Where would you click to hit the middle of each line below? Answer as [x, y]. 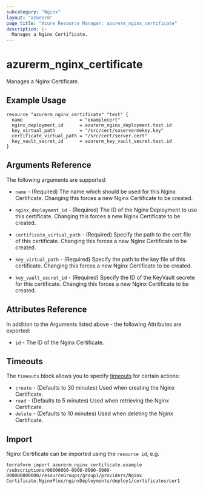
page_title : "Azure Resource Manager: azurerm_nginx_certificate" [92, 23]
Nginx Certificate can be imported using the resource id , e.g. [83, 454]
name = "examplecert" [66, 120]
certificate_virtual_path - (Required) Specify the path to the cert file [103, 234]
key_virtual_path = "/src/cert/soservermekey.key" [88, 130]
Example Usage [36, 101]
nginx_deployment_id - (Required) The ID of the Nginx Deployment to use [106, 210]
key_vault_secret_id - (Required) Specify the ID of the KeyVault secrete [105, 277]
